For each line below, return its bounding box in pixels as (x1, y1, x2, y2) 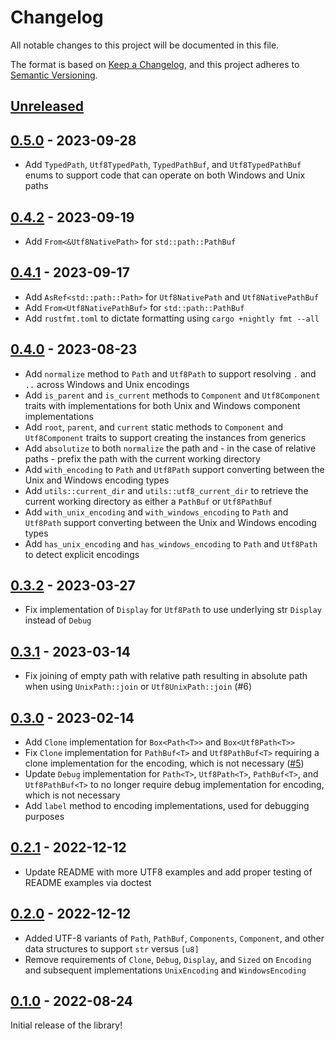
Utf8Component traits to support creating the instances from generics (24, 431, 307, 443)
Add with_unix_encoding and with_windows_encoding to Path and (24, 506, 289, 518)
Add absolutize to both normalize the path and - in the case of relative (24, 442, 317, 454)
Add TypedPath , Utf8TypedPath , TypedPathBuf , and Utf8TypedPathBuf (24, 159, 302, 171)
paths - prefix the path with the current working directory (24, 452, 261, 465)
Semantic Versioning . (10, 69, 98, 81)
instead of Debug (24, 614, 92, 626)
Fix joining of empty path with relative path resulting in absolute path (24, 670, 308, 682)
